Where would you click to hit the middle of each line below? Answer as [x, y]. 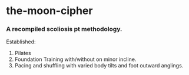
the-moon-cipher [49, 11]
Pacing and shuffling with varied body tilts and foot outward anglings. [99, 66]
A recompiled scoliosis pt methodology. [64, 29]
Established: [21, 42]
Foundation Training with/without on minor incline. [75, 59]
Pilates [23, 53]
